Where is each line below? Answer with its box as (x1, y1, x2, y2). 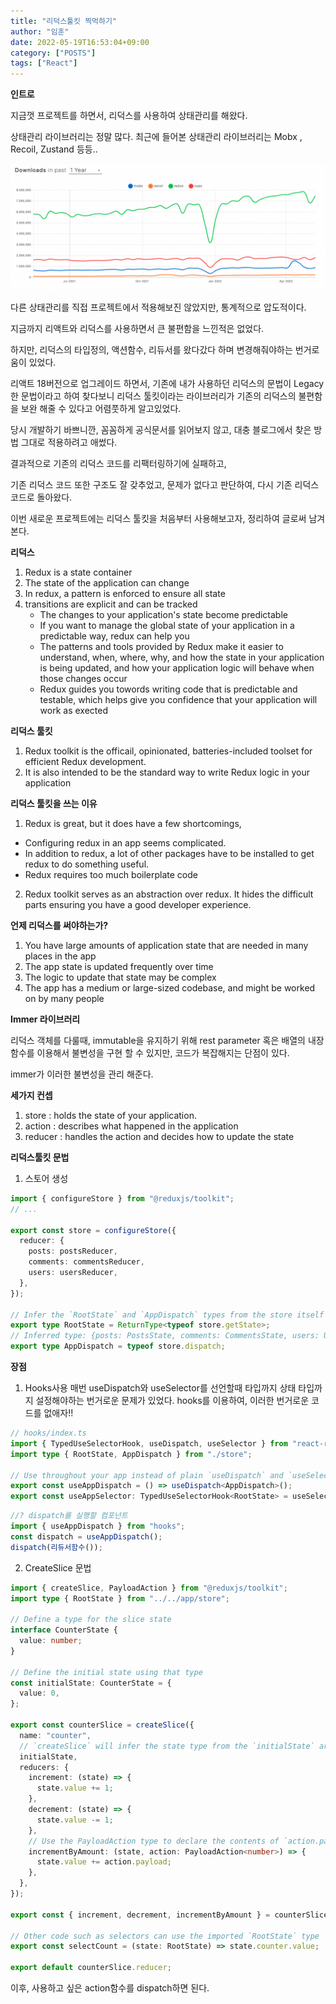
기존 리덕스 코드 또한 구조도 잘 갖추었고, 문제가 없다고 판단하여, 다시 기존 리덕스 (10, 478, 320, 490)
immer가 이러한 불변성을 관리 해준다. (10, 1068, 154, 1080)
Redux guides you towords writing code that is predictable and (39, 683, 298, 695)
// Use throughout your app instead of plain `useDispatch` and (10, 1470, 284, 1480)
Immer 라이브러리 (10, 1013, 81, 1025)
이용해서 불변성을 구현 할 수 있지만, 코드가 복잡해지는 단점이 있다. (36, 1046, 290, 1059)
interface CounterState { (10, 1625, 118, 1635)
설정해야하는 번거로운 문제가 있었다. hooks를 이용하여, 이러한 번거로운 (35, 1395, 310, 1407)
